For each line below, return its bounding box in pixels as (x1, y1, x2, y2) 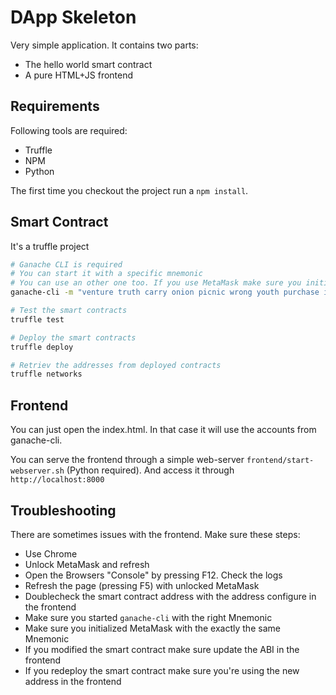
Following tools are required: (10, 124, 128, 136)
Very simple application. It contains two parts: (10, 39, 199, 51)
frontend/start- (246, 456, 315, 466)
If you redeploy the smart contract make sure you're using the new (24, 664, 300, 676)
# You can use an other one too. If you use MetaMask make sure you (10, 278, 302, 288)
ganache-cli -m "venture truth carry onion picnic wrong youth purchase (10, 287, 320, 298)
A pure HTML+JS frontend (24, 69, 134, 81)
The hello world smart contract (24, 58, 153, 70)
